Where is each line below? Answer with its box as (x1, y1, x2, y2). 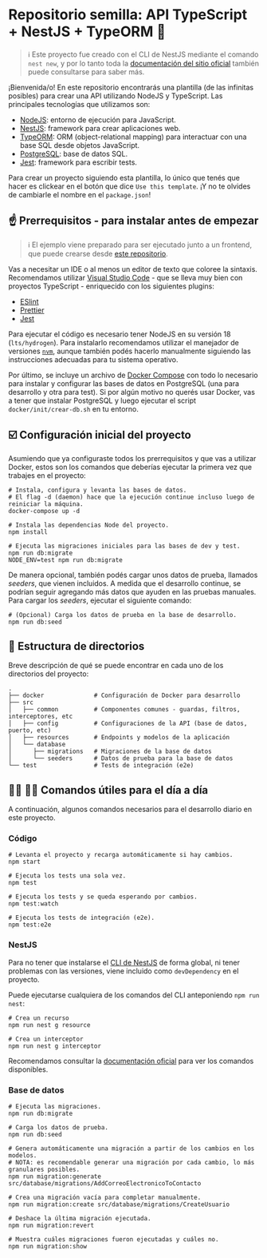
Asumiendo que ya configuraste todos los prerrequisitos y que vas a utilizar (8, 453, 257, 463)
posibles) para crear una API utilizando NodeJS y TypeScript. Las (8, 90, 223, 101)
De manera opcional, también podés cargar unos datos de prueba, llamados (8, 570, 258, 579)
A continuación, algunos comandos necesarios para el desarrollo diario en (8, 805, 253, 814)
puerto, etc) (8, 727, 52, 734)
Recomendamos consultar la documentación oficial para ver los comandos (8, 1056, 254, 1065)
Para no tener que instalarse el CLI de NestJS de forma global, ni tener (8, 957, 241, 967)
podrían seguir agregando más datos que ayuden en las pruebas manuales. (8, 587, 257, 596)
